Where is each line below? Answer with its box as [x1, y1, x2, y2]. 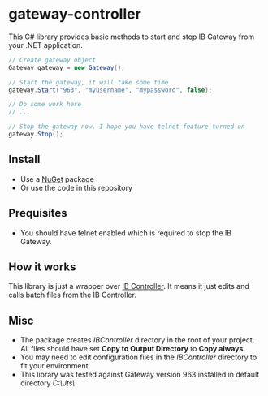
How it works [8, 260, 76, 273]
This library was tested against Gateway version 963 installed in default [19, 370, 260, 380]
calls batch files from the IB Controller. [8, 290, 136, 300]
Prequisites [8, 206, 67, 220]
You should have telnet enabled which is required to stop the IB [19, 228, 232, 238]
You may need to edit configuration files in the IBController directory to [19, 352, 257, 362]
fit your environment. [19, 361, 91, 371]
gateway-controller [8, 5, 142, 24]
